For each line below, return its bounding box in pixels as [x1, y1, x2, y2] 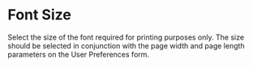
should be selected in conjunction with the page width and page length [7, 40, 245, 50]
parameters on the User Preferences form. [7, 49, 150, 59]
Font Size [7, 6, 72, 24]
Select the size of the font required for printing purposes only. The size [7, 32, 245, 42]
